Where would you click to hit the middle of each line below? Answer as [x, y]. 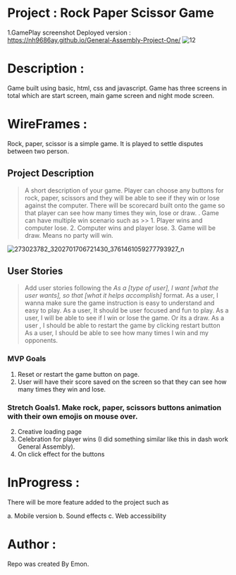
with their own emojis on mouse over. [73, 416]
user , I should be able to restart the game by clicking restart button [122, 325]
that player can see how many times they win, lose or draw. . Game [122, 212]
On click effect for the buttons [61, 454]
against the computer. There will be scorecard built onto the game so [125, 205]
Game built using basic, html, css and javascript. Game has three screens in [117, 88]
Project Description [51, 173]
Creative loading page [50, 432]
